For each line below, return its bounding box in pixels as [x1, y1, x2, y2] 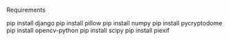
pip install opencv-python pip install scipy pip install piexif [6, 27, 169, 34]
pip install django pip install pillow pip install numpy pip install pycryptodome [6, 19, 223, 27]
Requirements [6, 6, 46, 14]
